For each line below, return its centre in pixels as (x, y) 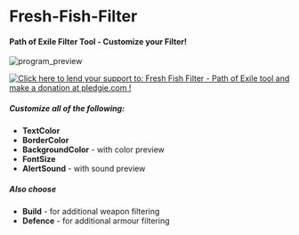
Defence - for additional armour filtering (96, 221)
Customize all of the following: (67, 108)
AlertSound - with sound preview (84, 169)
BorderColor (45, 141)
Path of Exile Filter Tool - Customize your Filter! (98, 41)
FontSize (39, 159)
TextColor (41, 131)
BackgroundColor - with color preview (93, 150)
